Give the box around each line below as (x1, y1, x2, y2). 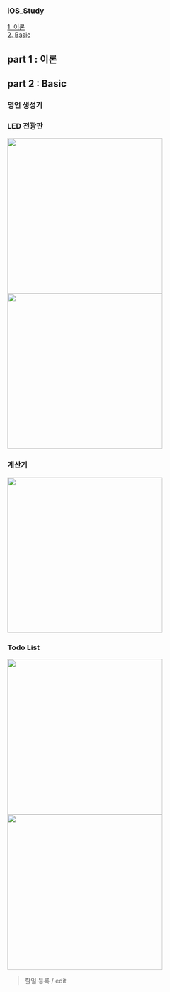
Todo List (7, 642, 40, 652)
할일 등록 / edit (24, 976, 67, 985)
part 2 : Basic (7, 77, 67, 90)
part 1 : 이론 (7, 53, 57, 65)
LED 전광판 (7, 121, 44, 131)
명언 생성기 (7, 100, 43, 110)
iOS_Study (7, 6, 45, 16)
